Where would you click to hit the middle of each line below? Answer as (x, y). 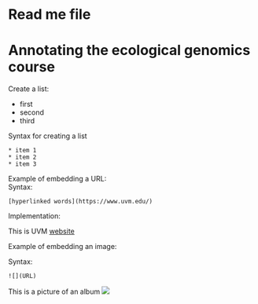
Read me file (50, 15)
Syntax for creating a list (48, 136)
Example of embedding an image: (63, 247)
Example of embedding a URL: (57, 179)
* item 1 (22, 151)
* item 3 (22, 164)
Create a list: (29, 89)
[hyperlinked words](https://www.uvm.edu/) (81, 202)
